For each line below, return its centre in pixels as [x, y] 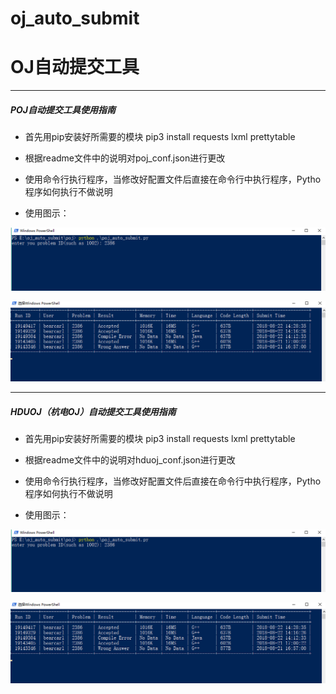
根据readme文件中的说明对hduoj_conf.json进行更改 [130, 459]
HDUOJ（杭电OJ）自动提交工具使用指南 [93, 411]
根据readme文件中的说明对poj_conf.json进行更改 [125, 158]
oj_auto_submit [75, 18]
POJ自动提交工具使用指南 [63, 109]
